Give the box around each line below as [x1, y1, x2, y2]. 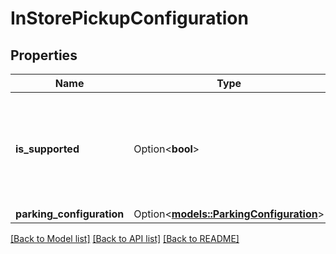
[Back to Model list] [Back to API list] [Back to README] [10, 233, 240, 244]
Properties [10, 47, 78, 64]
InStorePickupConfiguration [10, 7, 249, 30]
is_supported [15, 142, 80, 156]
